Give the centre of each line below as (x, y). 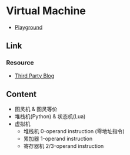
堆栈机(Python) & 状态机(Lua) (50, 117)
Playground (29, 27)
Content (21, 94)
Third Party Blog (34, 76)
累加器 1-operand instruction (58, 139)
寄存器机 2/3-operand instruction (64, 146)
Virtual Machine (46, 11)
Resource (20, 63)
